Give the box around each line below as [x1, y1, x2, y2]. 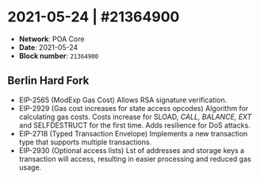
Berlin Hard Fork [7, 74, 90, 87]
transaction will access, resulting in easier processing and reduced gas [18, 154, 251, 163]
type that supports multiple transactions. [18, 137, 152, 147]
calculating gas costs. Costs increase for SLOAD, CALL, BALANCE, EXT [18, 112, 252, 121]
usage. [18, 163, 42, 172]
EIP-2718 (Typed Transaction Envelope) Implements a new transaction [18, 128, 248, 138]
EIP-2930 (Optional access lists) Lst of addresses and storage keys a [18, 145, 245, 155]
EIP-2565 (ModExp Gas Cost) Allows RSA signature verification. [18, 95, 227, 105]
